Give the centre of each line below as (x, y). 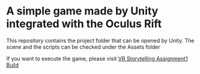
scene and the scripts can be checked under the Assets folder (83, 47)
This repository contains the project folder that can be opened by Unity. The (100, 40)
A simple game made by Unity (82, 11)
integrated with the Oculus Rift (84, 24)
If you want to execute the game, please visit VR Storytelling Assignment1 (97, 58)
